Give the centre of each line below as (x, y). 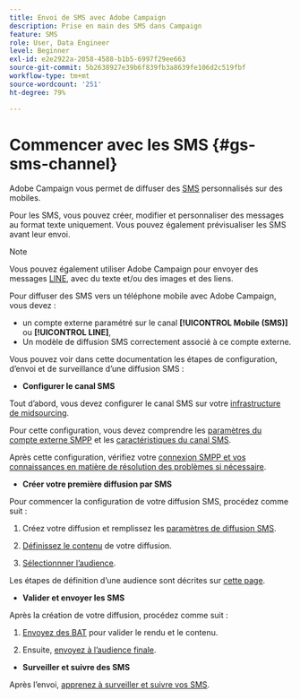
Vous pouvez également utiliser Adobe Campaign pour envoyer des (134, 269)
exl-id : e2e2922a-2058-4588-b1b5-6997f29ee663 (98, 59)
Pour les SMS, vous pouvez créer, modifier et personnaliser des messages (147, 215)
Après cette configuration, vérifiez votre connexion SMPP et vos (128, 457)
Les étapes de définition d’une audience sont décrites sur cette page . (137, 581)
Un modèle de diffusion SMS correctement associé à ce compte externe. (157, 342)
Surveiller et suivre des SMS (76, 668)
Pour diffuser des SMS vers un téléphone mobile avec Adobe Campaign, (143, 296)
